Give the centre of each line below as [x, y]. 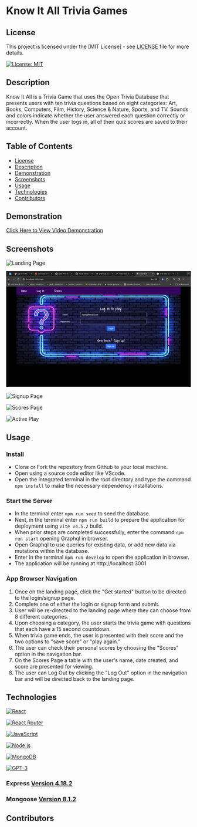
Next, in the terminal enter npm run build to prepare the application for [100, 520]
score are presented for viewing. [54, 666]
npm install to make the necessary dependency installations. [89, 485]
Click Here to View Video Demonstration [55, 231]
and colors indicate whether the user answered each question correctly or [96, 115]
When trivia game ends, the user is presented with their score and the [99, 635]
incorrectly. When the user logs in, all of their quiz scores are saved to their [97, 121]
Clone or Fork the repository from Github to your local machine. [91, 467]
